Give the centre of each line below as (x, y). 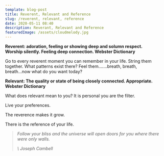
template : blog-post (26, 10)
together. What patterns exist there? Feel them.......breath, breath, (71, 66)
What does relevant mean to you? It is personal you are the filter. (70, 96)
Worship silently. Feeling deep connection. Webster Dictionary (70, 52)
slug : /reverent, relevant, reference (45, 19)
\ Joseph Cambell (35, 148)
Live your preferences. (28, 105)
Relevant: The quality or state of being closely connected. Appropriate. (79, 81)
